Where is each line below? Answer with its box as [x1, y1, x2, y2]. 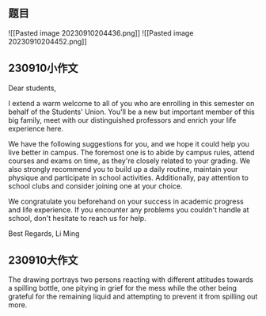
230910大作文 [8, 253, 78, 267]
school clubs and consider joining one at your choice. [8, 181, 183, 191]
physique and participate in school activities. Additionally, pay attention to [8, 173, 249, 182]
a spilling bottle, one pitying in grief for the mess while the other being [8, 284, 237, 293]
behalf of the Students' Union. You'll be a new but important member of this [8, 107, 256, 116]
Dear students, [8, 83, 57, 93]
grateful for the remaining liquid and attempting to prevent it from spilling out [8, 291, 258, 302]
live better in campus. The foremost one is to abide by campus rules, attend [8, 147, 255, 157]
